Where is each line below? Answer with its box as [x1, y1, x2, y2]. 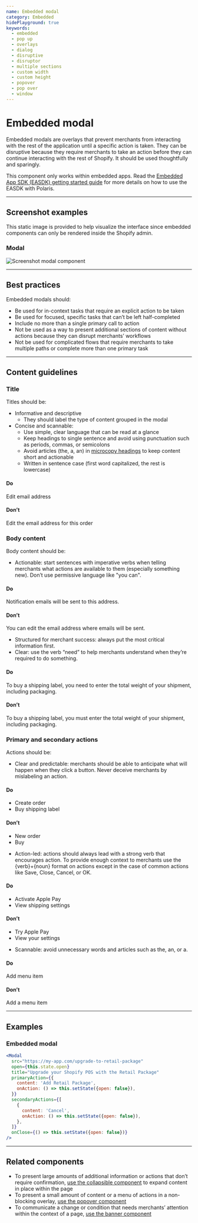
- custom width [11, 69, 49, 75]
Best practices [6, 280, 61, 290]
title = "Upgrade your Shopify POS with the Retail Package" [11, 1069, 160, 1075]
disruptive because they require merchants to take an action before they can [6, 148, 192, 155]
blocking [14, 1198, 37, 1205]
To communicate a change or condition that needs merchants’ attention [14, 1204, 189, 1211]
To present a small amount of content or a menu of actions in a [14, 1191, 167, 1198]
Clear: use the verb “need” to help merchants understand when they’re [14, 649, 187, 656]
